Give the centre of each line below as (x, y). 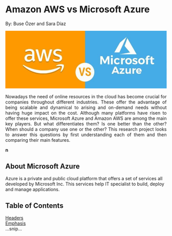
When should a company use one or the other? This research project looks (86, 130)
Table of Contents (35, 206)
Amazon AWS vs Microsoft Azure (78, 9)
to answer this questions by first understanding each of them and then (86, 135)
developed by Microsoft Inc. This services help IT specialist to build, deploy (85, 184)
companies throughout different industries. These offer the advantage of (86, 102)
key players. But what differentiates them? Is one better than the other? (86, 124)
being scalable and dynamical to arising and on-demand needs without (86, 108)
